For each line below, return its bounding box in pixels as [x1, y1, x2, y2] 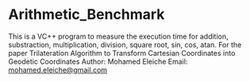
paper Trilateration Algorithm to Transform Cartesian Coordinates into [8, 48, 236, 58]
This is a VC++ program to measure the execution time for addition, [8, 32, 229, 41]
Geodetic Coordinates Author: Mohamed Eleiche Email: [8, 57, 188, 66]
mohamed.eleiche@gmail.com [8, 65, 108, 74]
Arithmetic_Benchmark [8, 6, 165, 24]
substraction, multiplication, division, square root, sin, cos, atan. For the [8, 39, 242, 49]
